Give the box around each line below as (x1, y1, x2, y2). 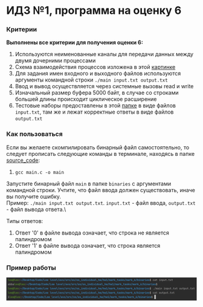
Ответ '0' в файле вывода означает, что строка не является (14, 229, 169, 236)
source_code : (6, 157, 40, 164)
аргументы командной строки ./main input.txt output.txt (14, 76, 168, 83)
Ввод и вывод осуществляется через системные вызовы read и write (14, 83, 194, 90)
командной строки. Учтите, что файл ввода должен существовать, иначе (6, 186, 195, 193)
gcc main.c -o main (14, 169, 65, 175)
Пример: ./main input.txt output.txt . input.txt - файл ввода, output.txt (6, 199, 196, 206)
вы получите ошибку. (6, 193, 62, 200)
